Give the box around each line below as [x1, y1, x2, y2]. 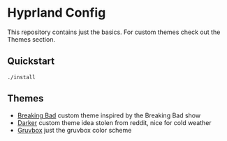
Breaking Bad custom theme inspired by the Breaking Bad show [17, 111, 201, 119]
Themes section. [7, 35, 56, 43]
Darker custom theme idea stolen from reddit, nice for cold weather [17, 118, 212, 126]
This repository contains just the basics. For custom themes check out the [7, 28, 221, 36]
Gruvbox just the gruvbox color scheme [17, 126, 132, 134]
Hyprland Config [7, 5, 106, 21]
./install [7, 74, 36, 81]
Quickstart [7, 56, 55, 67]
